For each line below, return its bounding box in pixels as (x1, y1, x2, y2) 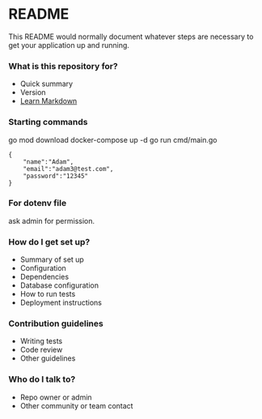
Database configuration (19, 280, 99, 290)
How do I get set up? (8, 236, 91, 247)
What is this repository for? (8, 60, 119, 71)
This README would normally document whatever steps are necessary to (8, 32, 254, 41)
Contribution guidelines (8, 318, 104, 329)
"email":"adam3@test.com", (23, 165, 114, 173)
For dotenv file (8, 198, 67, 209)
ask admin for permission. (8, 216, 95, 225)
